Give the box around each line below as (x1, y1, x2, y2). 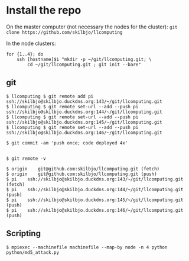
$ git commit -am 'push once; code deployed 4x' (6, 140, 128, 146)
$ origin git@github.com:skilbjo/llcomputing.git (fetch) (6, 166, 160, 172)
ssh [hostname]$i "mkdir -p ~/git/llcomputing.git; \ (17, 56, 152, 62)
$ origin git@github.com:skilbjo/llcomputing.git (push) (6, 171, 158, 177)
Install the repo (6, 4, 82, 17)
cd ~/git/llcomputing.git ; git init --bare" (27, 62, 142, 67)
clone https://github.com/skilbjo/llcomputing (6, 29, 123, 36)
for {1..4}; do (6, 51, 44, 57)
